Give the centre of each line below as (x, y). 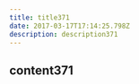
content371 (41, 70)
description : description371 (64, 34)
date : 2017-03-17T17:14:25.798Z (69, 26)
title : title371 (39, 17)
